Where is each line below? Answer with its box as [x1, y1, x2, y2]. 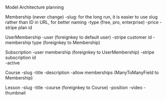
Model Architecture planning [5, 4, 64, 10]
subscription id [5, 54, 36, 60]
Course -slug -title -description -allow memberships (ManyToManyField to [5, 69, 159, 75]
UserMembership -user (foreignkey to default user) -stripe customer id [5, 34, 152, 40]
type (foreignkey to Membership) [32, 39, 100, 45]
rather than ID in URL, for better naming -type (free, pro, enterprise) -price [5, 19, 159, 25]
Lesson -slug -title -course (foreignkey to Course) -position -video [5, 84, 143, 90]
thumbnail [5, 90, 26, 95]
